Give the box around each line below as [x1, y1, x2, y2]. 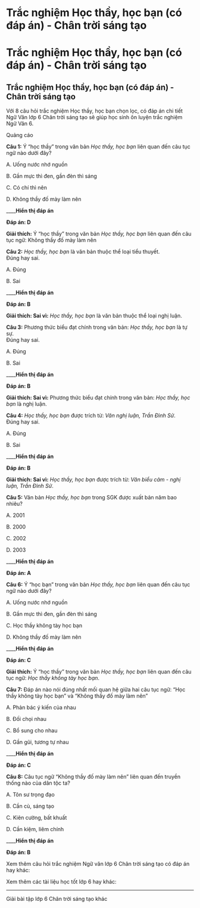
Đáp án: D [6, 219, 31, 226]
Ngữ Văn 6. [6, 120, 34, 128]
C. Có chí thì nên [6, 184, 48, 191]
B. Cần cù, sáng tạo [6, 803, 55, 810]
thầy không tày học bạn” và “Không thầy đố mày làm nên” [6, 692, 148, 699]
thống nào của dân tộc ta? [6, 779, 70, 786]
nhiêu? [6, 500, 23, 508]
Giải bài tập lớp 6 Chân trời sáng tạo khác [6, 895, 108, 903]
